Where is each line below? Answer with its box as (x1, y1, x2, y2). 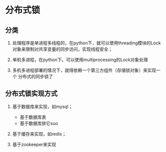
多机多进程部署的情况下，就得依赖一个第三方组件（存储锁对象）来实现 (12, 68, 157, 73)
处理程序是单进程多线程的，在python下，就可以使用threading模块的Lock (12, 40, 161, 46)
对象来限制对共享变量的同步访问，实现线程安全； (12, 46, 113, 52)
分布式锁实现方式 (5, 89, 58, 98)
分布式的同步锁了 (18, 74, 53, 79)
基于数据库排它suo (19, 120, 58, 126)
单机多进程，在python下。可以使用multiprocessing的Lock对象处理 (12, 57, 148, 63)
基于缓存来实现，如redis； (12, 131, 67, 137)
